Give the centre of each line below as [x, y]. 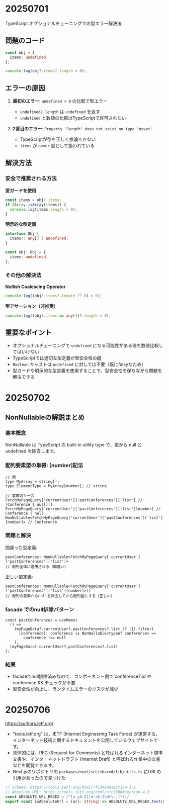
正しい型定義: [19, 577]
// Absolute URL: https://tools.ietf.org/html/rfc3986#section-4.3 [77, 792]
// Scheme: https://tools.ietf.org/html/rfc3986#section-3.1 [71, 787]
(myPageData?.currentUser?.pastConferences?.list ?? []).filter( [84, 629]
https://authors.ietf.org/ [29, 724]
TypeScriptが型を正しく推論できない [58, 139]
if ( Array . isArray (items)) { [36, 205]
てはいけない [26, 352]
